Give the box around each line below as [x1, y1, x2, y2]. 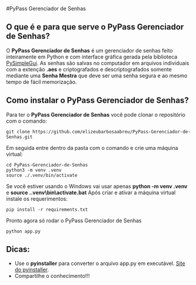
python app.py [6, 228, 41, 234]
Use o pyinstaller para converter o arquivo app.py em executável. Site [14, 260, 185, 267]
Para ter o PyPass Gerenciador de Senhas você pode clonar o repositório [6, 111, 185, 118]
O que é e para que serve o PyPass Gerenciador [6, 22, 184, 32]
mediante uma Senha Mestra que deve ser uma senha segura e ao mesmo [6, 72, 188, 79]
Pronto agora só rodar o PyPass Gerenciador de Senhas [6, 217, 142, 224]
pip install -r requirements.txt [6, 207, 88, 212]
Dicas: [6, 244, 31, 254]
